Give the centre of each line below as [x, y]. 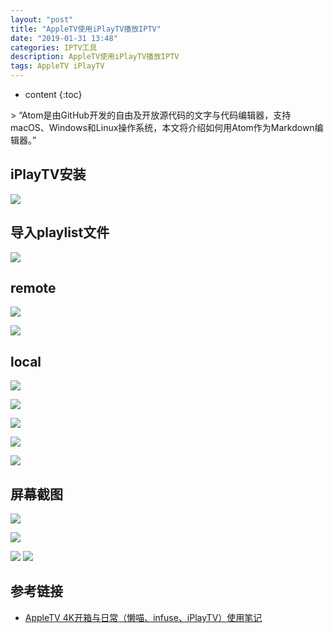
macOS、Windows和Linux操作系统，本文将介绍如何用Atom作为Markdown [162, 127]
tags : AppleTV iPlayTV [57, 66]
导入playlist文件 [60, 232]
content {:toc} [53, 94]
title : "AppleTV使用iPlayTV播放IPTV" [86, 29]
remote [33, 288]
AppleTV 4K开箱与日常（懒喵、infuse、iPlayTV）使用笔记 [143, 617]
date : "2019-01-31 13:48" [64, 38]
